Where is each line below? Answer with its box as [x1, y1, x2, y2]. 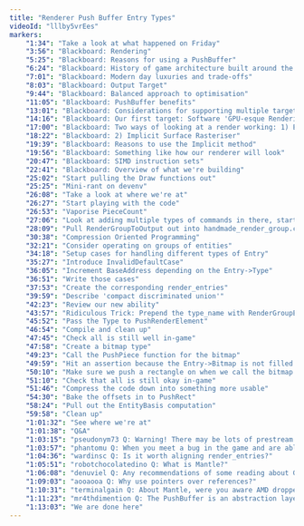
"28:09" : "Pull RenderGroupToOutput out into [25, 224, 201, 233]
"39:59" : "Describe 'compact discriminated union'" [25, 291, 224, 300]
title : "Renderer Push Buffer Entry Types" [9, 13, 176, 23]
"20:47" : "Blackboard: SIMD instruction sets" [25, 156, 204, 166]
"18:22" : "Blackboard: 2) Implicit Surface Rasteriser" [25, 131, 242, 141]
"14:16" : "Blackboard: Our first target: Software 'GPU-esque [25, 114, 265, 123]
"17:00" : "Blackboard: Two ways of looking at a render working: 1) [25, 123, 290, 132]
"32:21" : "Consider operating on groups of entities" [25, 241, 233, 250]
